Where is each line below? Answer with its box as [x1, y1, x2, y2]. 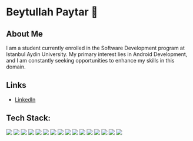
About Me [6, 29, 43, 39]
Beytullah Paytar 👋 [6, 5, 98, 19]
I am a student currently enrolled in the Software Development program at [6, 44, 185, 51]
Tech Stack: [6, 113, 51, 123]
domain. [6, 63, 26, 70]
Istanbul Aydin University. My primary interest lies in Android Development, [6, 51, 188, 58]
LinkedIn [14, 96, 36, 103]
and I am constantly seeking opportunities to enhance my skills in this [6, 57, 175, 64]
